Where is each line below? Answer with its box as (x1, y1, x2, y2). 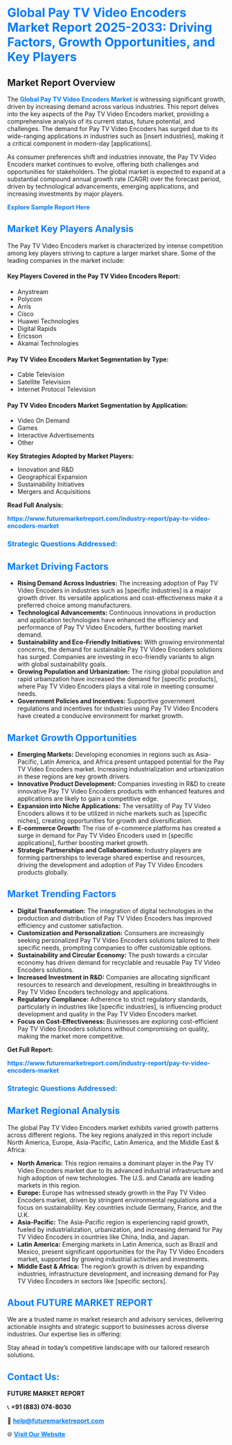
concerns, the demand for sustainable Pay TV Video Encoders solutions (17, 645, 223, 653)
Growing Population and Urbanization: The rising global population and (17, 667, 224, 676)
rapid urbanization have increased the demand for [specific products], (17, 675, 218, 683)
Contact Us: (7, 1371, 60, 1383)
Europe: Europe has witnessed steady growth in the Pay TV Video (17, 1188, 206, 1197)
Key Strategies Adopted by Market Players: (7, 452, 134, 461)
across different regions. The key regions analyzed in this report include (7, 1131, 213, 1139)
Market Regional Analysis (7, 1105, 121, 1117)
